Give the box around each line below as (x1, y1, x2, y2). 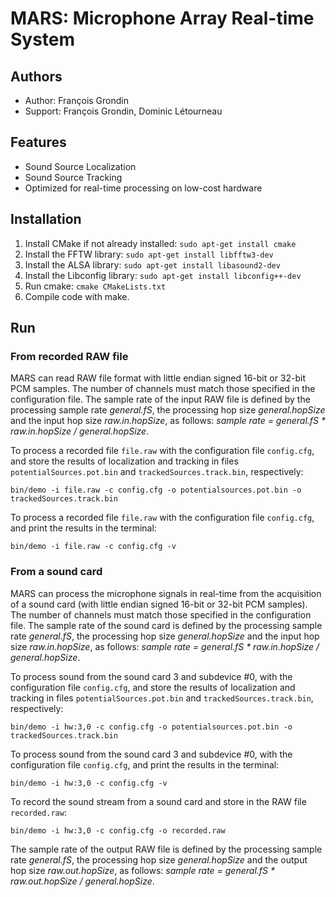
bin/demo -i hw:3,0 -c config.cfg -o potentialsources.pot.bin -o (10, 722, 293, 732)
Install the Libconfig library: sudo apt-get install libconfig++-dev (24, 269, 302, 281)
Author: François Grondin (24, 95, 129, 106)
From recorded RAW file (10, 349, 129, 363)
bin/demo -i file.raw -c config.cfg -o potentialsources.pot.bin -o (10, 485, 302, 496)
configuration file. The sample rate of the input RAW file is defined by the (10, 393, 311, 406)
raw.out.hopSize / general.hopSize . (10, 875, 155, 887)
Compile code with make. (24, 290, 130, 302)
